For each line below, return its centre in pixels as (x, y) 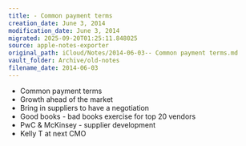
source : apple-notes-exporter (59, 46)
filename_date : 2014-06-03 (53, 68)
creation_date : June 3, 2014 (57, 23)
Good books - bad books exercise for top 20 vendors (108, 116)
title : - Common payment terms (60, 16)
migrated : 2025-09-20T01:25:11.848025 (73, 38)
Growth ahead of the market (67, 99)
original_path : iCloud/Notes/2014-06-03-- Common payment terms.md (123, 53)
